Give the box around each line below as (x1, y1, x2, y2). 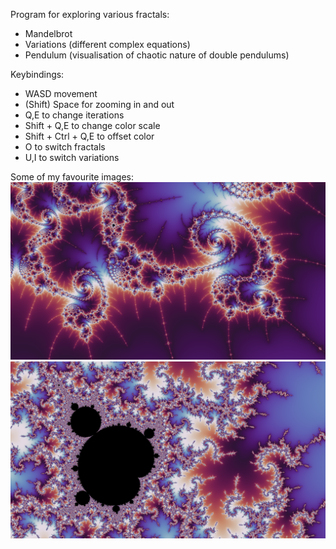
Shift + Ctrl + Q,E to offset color (24, 130, 155, 142)
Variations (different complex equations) (24, 39, 191, 50)
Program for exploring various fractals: (10, 9, 170, 20)
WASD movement (24, 88, 98, 99)
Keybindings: (10, 69, 65, 80)
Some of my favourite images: (10, 171, 135, 183)
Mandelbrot (24, 28, 73, 39)
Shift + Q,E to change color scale (24, 120, 161, 131)
